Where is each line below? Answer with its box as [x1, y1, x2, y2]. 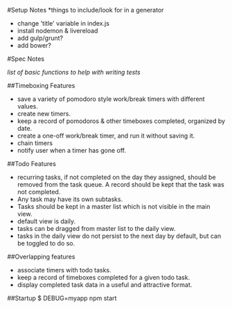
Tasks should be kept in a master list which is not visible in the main [17, 203, 211, 210]
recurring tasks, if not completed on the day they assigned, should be [17, 173, 216, 181]
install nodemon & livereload [17, 27, 98, 35]
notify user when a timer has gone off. [17, 147, 127, 154]
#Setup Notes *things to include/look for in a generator [7, 6, 164, 14]
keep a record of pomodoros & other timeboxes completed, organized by [17, 117, 226, 125]
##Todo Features [7, 160, 57, 168]
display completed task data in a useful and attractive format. [17, 281, 193, 289]
